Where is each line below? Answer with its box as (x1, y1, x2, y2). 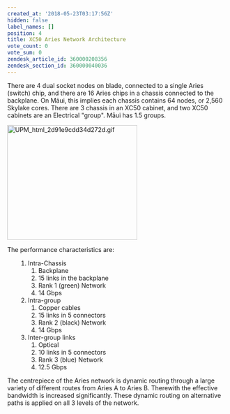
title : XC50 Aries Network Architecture (7, 36, 127, 43)
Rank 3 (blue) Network (38, 355, 103, 364)
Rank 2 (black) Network (38, 318, 107, 327)
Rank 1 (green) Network (38, 281, 107, 290)
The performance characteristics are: (7, 245, 115, 253)
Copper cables (38, 303, 82, 311)
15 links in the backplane (38, 274, 109, 282)
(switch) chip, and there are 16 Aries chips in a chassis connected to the (7, 89, 214, 97)
